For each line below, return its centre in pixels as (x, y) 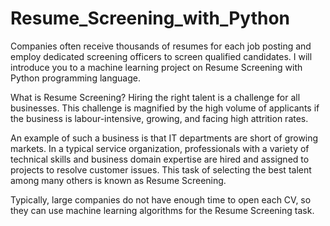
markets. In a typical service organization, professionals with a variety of (160, 148)
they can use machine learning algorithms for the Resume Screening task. (162, 210)
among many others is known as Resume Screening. (118, 180)
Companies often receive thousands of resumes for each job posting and (161, 46)
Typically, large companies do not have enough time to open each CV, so (161, 199)
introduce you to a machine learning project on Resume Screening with (156, 67)
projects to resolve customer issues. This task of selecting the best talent (161, 169)
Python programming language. (75, 78)
